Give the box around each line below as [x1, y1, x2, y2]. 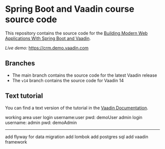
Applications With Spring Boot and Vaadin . [5, 35, 91, 41]
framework [5, 139, 27, 145]
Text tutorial [5, 92, 43, 100]
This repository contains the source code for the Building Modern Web [5, 30, 148, 36]
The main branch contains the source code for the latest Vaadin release [12, 72, 157, 78]
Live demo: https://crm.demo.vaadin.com [5, 45, 89, 51]
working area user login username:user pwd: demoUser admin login [5, 114, 142, 120]
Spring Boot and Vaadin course [5, 3, 135, 15]
